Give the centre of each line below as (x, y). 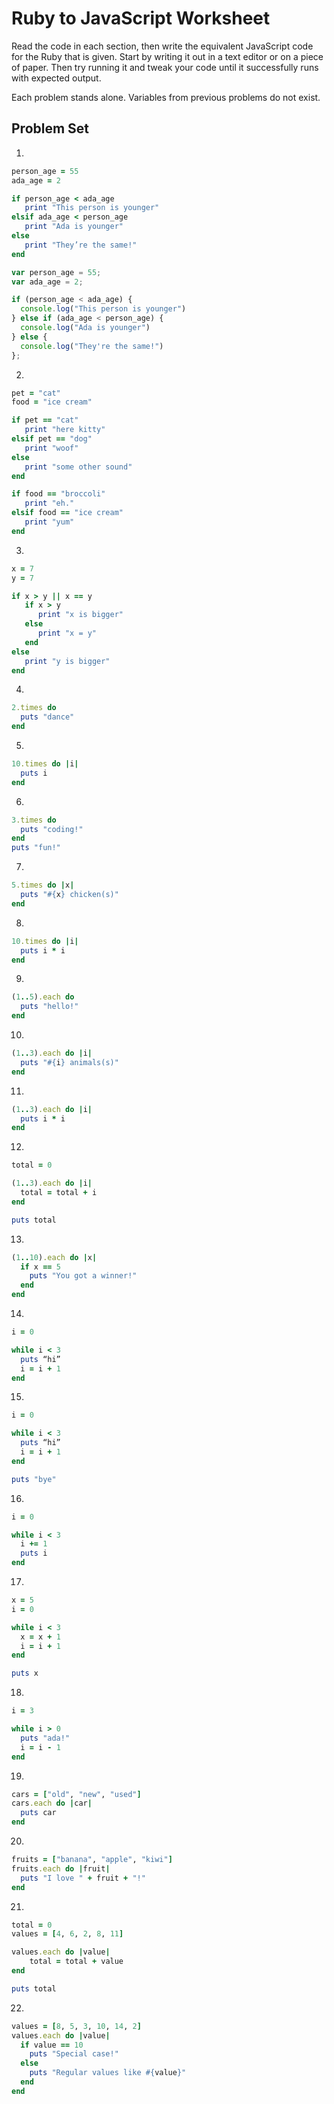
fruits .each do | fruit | (61, 1868)
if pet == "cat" (45, 420)
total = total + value (76, 1962)
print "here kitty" (65, 430)
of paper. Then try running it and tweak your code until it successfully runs (165, 67)
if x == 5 (40, 1267)
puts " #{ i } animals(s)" (69, 1062)
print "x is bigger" (80, 615)
